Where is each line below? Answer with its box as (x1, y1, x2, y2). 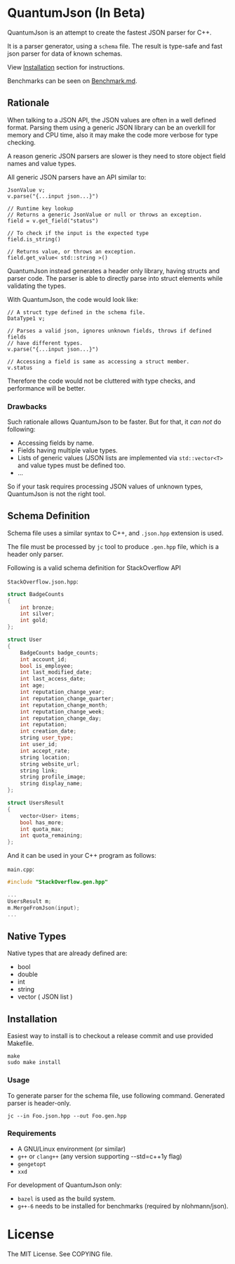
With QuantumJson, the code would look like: (7, 295, 139, 303)
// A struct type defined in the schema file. (7, 308, 146, 316)
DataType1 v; (7, 315, 46, 322)
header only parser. (7, 550, 65, 558)
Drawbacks (7, 401, 47, 411)
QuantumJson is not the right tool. (7, 490, 106, 498)
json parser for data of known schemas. (7, 49, 123, 58)
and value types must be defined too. (17, 461, 126, 469)
